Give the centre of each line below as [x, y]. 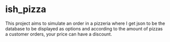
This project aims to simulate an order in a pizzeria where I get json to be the [85, 23]
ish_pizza [26, 9]
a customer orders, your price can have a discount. [59, 34]
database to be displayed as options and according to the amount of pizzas [84, 28]
